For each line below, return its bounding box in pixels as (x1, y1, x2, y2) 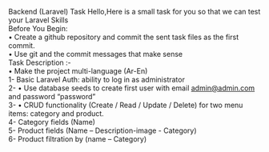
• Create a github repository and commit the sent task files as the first (8, 32, 239, 42)
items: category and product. (8, 109, 104, 118)
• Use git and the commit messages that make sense (8, 50, 183, 58)
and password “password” (8, 92, 96, 101)
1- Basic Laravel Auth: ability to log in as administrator (8, 75, 186, 84)
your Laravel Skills (8, 15, 69, 25)
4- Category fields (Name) (8, 118, 96, 126)
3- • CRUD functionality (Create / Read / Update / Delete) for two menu (8, 100, 243, 110)
